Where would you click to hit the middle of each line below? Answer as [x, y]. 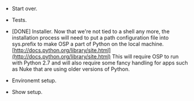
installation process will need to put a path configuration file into [90, 38]
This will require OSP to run [145, 56]
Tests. [19, 20]
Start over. [24, 9]
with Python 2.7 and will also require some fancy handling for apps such [100, 63]
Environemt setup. [34, 80]
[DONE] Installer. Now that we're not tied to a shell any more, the [91, 31]
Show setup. [27, 92]
